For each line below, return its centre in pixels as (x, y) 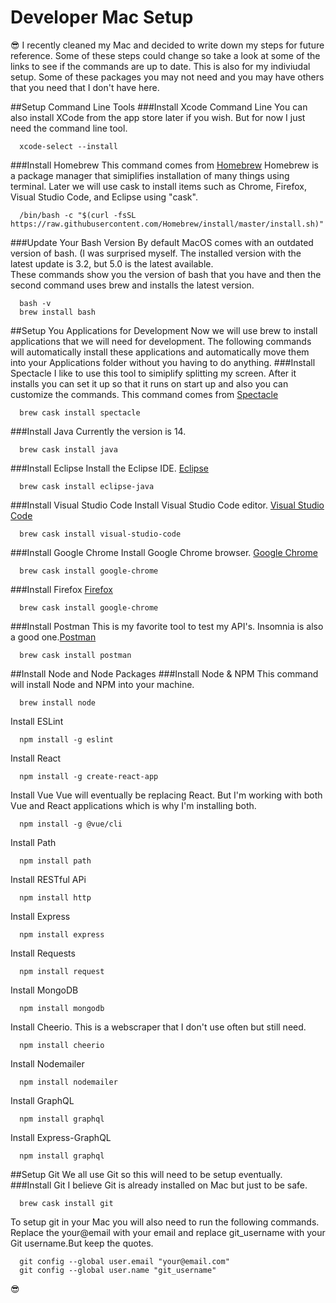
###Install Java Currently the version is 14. (98, 431)
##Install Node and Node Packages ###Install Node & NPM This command (164, 673)
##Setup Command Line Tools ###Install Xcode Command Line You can (159, 107)
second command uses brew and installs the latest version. (132, 285)
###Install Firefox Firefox (61, 589)
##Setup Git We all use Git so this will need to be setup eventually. (146, 1174)
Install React (36, 758)
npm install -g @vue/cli (71, 824)
